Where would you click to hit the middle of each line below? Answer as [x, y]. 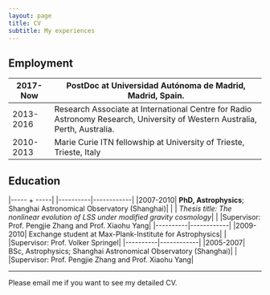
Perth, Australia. [84, 129]
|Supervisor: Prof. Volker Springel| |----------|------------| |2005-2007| [127, 242]
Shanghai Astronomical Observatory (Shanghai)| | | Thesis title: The [120, 208]
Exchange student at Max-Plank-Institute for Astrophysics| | [127, 234]
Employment [41, 63]
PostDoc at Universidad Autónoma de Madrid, [156, 86]
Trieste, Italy [78, 152]
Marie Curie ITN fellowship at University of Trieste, [149, 143]
